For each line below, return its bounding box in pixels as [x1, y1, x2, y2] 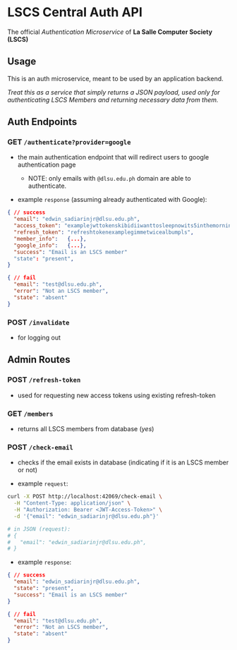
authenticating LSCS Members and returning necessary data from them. [7, 95, 219, 104]
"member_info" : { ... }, [13, 235, 87, 242]
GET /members [7, 409, 54, 419]
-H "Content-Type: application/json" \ [13, 500, 131, 507]
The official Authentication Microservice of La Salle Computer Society [7, 28, 213, 36]
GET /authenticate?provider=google [7, 137, 131, 147]
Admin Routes [7, 354, 71, 366]
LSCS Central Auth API [7, 4, 143, 20]
